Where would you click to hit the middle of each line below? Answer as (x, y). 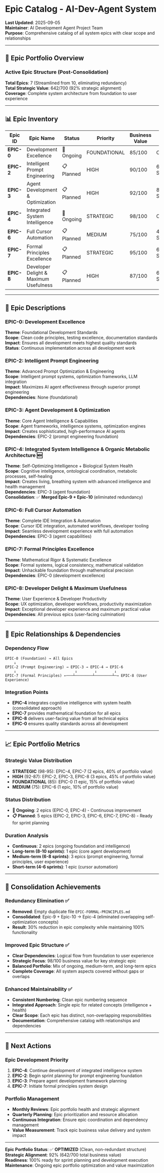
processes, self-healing (29, 477)
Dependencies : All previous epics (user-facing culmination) (65, 614)
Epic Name (42, 138)
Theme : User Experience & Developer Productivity (56, 598)
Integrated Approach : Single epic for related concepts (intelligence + (82, 1005)
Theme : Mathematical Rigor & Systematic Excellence (58, 560)
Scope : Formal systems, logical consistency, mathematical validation (74, 565)
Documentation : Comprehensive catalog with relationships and (76, 1021)
